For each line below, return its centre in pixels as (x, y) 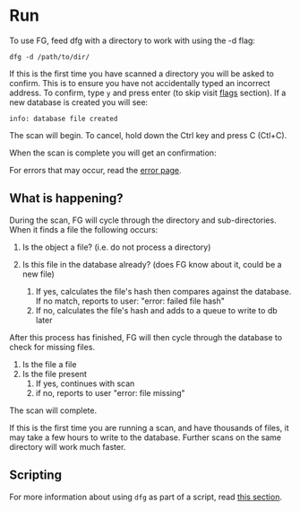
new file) (39, 274)
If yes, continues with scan (85, 383)
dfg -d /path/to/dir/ (50, 57)
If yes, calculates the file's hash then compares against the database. (163, 291)
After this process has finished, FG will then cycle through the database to (146, 337)
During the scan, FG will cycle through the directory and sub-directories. (143, 220)
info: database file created (64, 119)
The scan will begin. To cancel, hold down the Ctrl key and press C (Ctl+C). (148, 135)
